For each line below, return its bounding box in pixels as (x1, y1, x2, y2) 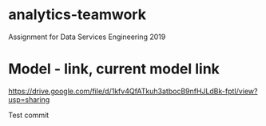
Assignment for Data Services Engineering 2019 (8, 32, 166, 41)
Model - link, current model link (8, 60, 220, 78)
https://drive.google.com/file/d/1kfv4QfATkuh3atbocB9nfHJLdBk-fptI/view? (8, 86, 258, 96)
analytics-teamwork (8, 6, 146, 24)
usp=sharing (8, 94, 50, 104)
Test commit (8, 110, 50, 120)
